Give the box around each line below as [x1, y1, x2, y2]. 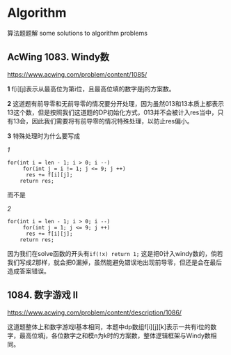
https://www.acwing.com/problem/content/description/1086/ [7, 308, 182, 317]
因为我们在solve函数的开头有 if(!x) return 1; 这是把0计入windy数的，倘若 [7, 249, 223, 257]
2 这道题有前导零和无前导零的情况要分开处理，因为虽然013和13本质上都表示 [7, 99, 225, 107]
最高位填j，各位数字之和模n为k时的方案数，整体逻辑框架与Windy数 [19, 331, 211, 340]
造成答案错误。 [7, 266, 50, 275]
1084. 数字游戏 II [7, 289, 79, 301]
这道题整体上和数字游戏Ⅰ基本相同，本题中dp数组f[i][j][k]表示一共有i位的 [7, 322, 211, 331]
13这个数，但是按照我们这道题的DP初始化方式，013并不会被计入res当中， [7, 108, 218, 116]
